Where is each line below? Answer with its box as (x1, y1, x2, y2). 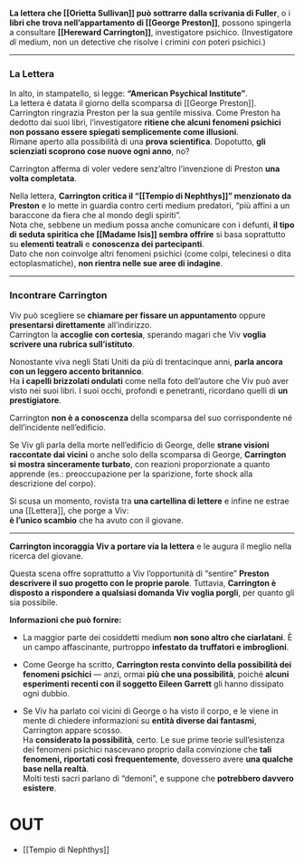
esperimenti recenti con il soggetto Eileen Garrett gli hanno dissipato (22, 678, 284, 689)
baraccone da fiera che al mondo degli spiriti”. (9, 210, 182, 221)
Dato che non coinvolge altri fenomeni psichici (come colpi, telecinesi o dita (9, 248, 291, 259)
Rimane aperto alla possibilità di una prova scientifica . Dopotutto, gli (9, 136, 266, 148)
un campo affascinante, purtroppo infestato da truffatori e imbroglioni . (22, 641, 290, 652)
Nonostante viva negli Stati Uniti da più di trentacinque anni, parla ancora (9, 356, 283, 367)
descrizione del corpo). (9, 477, 97, 488)
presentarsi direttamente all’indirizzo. (9, 319, 152, 330)
